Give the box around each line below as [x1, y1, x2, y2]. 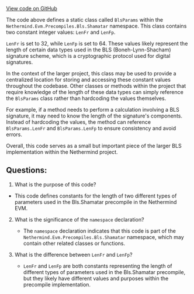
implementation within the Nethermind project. [6, 148, 118, 155]
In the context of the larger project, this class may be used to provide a [6, 70, 176, 77]
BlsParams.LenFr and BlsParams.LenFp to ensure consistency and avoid [6, 125, 176, 132]
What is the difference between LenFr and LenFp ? [14, 251, 133, 258]
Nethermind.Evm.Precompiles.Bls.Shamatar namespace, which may [23, 233, 184, 240]
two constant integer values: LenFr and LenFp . [6, 29, 116, 36]
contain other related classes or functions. [23, 240, 126, 247]
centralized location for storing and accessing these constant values [6, 76, 171, 83]
